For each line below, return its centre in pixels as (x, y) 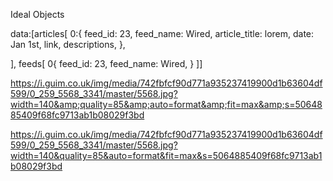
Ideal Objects (37, 14)
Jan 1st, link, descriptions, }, (68, 44)
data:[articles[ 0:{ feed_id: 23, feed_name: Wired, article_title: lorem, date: (162, 33)
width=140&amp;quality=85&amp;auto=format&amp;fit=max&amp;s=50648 (166, 104)
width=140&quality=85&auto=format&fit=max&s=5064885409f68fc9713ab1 (166, 155)
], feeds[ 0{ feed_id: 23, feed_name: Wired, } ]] (106, 63)
